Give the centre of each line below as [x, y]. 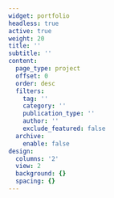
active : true [30, 31]
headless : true [34, 23]
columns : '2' [37, 158]
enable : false [46, 143]
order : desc [36, 83]
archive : [30, 136]
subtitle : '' [30, 53]
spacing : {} [36, 181]
